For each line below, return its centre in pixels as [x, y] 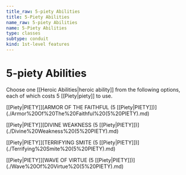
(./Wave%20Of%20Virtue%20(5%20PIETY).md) [65, 166]
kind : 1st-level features [38, 45]
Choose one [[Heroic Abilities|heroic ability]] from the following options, [93, 89]
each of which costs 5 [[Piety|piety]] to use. [59, 96]
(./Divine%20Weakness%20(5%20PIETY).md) [62, 131]
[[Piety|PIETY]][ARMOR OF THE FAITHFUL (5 [61, 107]
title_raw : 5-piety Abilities [43, 11]
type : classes [24, 33]
